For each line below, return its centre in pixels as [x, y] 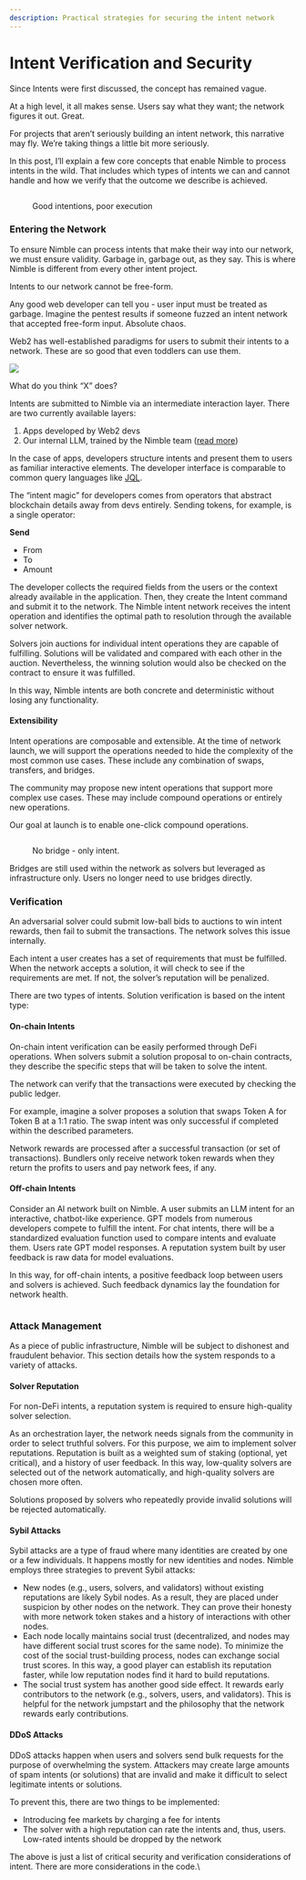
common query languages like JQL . [76, 477]
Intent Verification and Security [131, 63]
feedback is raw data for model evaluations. [92, 1257]
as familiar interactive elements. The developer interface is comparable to [148, 467]
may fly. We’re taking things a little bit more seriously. [109, 143]
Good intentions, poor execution [92, 205]
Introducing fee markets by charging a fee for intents [122, 1819]
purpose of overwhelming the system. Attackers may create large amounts [149, 1765]
